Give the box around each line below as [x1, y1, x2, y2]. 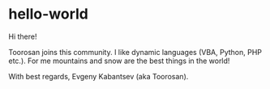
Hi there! [8, 32, 37, 41]
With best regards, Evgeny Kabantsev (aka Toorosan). [8, 71, 189, 81]
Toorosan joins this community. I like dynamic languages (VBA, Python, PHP [8, 47, 262, 57]
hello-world [8, 5, 89, 23]
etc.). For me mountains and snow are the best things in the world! [8, 56, 230, 66]
